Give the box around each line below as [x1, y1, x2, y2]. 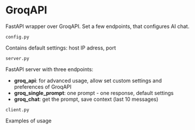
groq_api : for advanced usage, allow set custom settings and [13, 77, 162, 84]
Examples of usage [5, 117, 52, 124]
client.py [5, 107, 30, 113]
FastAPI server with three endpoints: [5, 65, 94, 73]
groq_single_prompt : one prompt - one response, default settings [13, 89, 174, 96]
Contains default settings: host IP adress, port [5, 44, 117, 51]
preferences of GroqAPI [13, 83, 71, 90]
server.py [5, 55, 30, 61]
